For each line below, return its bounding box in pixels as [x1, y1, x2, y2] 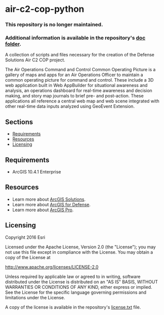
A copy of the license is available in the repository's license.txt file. [5, 304, 141, 310]
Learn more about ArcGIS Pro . [12, 207, 74, 213]
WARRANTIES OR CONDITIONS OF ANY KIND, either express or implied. [5, 284, 152, 290]
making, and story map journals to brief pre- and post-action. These [5, 93, 144, 99]
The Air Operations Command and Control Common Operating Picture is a [5, 67, 156, 73]
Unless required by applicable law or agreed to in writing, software [5, 273, 141, 279]
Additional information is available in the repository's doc [5, 35, 146, 42]
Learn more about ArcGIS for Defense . [12, 201, 91, 207]
